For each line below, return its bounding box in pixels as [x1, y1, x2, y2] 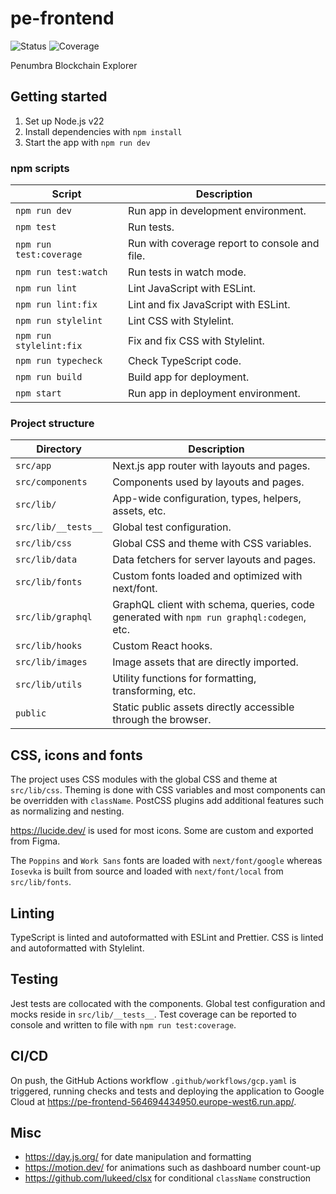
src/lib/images [15, 657, 88, 668]
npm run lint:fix [15, 299, 98, 311]
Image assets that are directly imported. [112, 655, 299, 669]
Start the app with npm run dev [24, 136, 151, 148]
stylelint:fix [15, 340, 83, 352]
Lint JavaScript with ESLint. [127, 282, 257, 296]
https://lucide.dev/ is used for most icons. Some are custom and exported [10, 825, 314, 837]
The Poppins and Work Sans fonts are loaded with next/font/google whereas [10, 855, 323, 867]
